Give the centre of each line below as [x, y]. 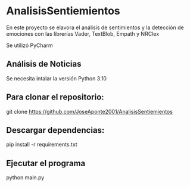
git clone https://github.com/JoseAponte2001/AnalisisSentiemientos [89, 111]
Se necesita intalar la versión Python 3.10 [57, 78]
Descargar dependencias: [55, 130]
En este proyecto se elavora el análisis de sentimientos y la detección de [95, 27]
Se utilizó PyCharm [29, 45]
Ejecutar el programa [46, 163]
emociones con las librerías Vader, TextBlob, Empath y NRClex [83, 33]
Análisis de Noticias [44, 64]
